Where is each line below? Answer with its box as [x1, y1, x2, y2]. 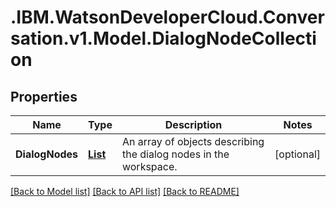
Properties [10, 88, 78, 105]
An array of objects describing [121, 135, 265, 148]
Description [164, 118, 223, 131]
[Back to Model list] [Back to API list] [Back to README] [10, 186, 240, 197]
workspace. [121, 160, 178, 173]
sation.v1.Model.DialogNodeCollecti [10, 27, 317, 50]
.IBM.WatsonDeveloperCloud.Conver [10, 6, 325, 29]
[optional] [274, 147, 321, 161]
